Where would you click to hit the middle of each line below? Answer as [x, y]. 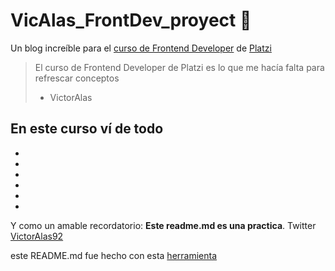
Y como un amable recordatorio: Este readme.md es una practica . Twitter [163, 225]
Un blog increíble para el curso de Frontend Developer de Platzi [141, 48]
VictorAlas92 [37, 236]
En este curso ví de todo [87, 129]
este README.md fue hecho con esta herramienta [114, 255]
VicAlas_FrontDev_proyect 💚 [131, 20]
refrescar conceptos [77, 78]
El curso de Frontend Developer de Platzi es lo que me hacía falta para [179, 67]
